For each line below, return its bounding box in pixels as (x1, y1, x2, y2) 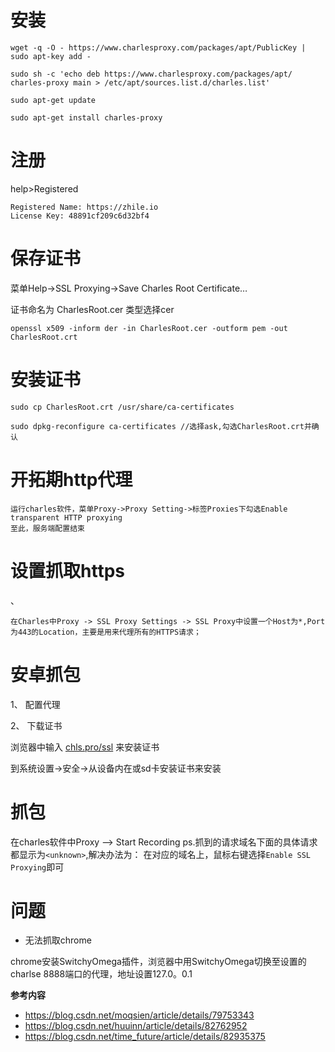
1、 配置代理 (10, 698, 61, 710)
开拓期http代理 (10, 468, 133, 491)
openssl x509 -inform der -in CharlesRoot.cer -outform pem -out (10, 323, 288, 333)
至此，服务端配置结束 (10, 523, 85, 533)
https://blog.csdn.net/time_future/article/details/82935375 (24, 1031, 266, 1043)
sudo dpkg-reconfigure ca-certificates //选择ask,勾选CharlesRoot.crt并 (10, 421, 312, 431)
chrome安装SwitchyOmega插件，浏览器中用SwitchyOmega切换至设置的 (10, 956, 307, 968)
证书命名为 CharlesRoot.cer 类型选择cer (10, 303, 175, 315)
